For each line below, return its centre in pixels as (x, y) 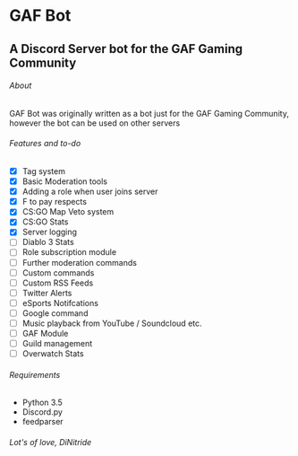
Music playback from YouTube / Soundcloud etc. (112, 323)
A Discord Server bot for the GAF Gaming (126, 49)
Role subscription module (69, 252)
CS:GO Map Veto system (68, 212)
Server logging (50, 232)
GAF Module (45, 333)
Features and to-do (45, 144)
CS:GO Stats (45, 222)
